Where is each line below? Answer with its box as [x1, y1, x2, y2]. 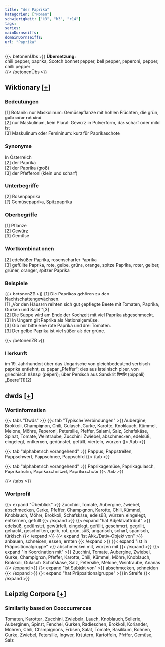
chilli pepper [5, 63, 31, 69]
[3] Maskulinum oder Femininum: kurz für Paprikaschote [5, 130, 120, 136]
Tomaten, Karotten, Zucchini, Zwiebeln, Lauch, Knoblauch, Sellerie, [5, 616, 142, 622]
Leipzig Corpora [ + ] [5, 589, 67, 598]
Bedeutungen [5, 98, 39, 105]
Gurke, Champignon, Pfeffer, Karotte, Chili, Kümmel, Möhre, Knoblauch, [5, 554, 151, 560]
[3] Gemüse [5, 233, 30, 239]
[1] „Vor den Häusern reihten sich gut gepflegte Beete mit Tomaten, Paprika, [5, 301, 160, 307]
